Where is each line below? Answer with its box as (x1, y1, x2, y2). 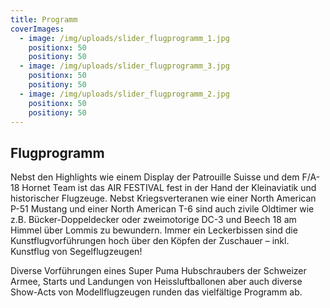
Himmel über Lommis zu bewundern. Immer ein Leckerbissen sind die (10, 224, 298, 236)
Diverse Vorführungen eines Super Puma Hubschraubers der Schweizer (10, 265, 307, 277)
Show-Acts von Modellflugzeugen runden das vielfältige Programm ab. (10, 286, 303, 298)
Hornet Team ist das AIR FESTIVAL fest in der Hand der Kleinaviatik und (21, 182, 317, 194)
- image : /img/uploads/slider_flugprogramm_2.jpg (19, 89, 230, 99)
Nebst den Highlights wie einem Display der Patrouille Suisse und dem (10, 171, 300, 183)
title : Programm (10, 14, 78, 25)
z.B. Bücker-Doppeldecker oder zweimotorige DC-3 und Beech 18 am (10, 214, 297, 226)
